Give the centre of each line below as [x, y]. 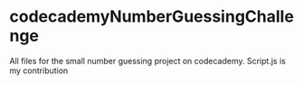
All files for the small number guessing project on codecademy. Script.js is [148, 61]
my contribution [39, 71]
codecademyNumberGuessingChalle [151, 17]
